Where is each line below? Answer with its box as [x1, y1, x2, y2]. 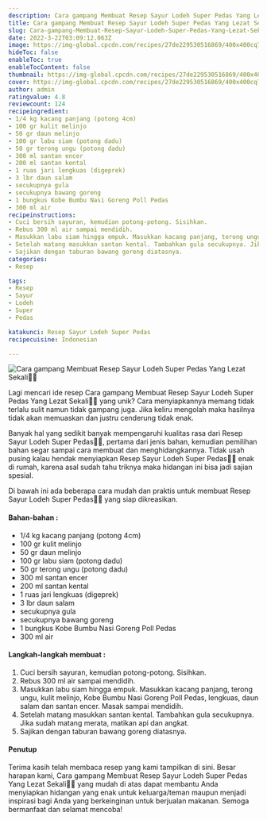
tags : [8, 277, 26, 285]
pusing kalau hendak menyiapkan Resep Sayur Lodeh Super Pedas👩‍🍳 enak [8, 454, 254, 464]
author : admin [8, 85, 56, 94]
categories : [8, 255, 48, 263]
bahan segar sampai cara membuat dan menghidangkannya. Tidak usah [8, 445, 245, 455]
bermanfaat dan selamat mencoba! [8, 804, 123, 814]
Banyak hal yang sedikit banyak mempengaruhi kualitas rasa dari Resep [8, 429, 243, 438]
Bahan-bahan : [8, 513, 59, 522]
